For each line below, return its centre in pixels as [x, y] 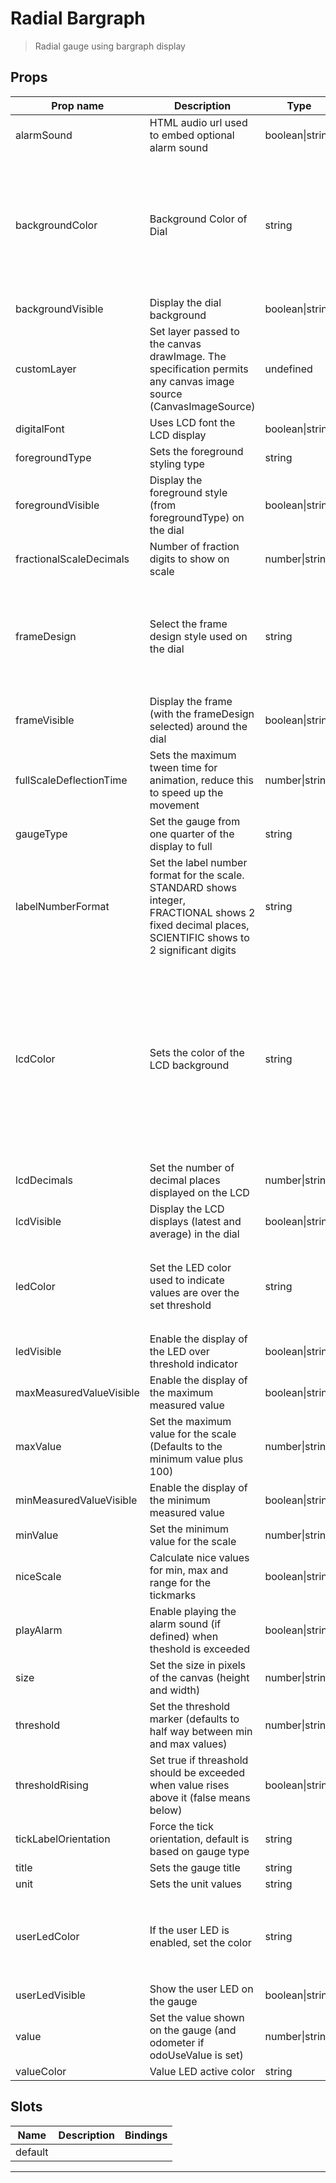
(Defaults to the [186, 1446]
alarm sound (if [185, 1624]
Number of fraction [194, 546]
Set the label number [198, 862]
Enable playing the [193, 1611]
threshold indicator [193, 1364]
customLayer [46, 369]
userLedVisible [50, 1995]
